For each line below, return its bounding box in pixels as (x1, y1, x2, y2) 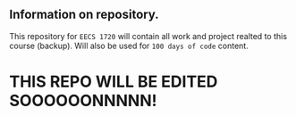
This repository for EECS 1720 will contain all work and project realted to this (9, 30, 288, 41)
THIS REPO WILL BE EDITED (9, 71, 218, 92)
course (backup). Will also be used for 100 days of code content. (9, 40, 249, 51)
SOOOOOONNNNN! (9, 91, 157, 111)
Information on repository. (9, 7, 159, 22)
